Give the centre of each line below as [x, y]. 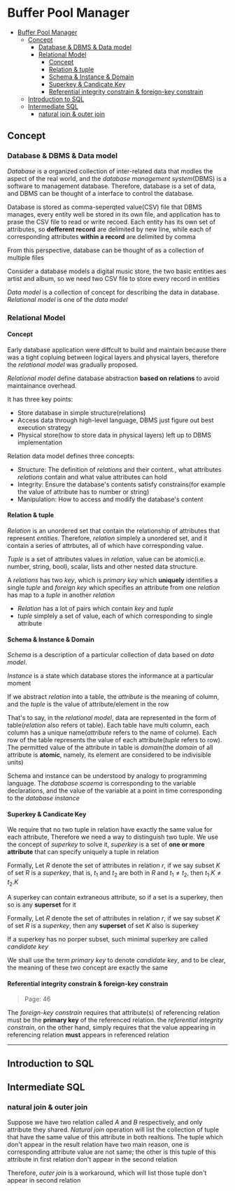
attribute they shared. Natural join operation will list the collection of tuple [113, 1129]
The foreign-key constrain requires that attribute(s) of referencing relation [114, 1013]
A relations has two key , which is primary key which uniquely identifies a [113, 580]
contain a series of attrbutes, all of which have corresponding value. [106, 545]
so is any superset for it [42, 904]
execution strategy [44, 427]
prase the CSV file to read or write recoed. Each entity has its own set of [111, 222]
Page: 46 [37, 999]
